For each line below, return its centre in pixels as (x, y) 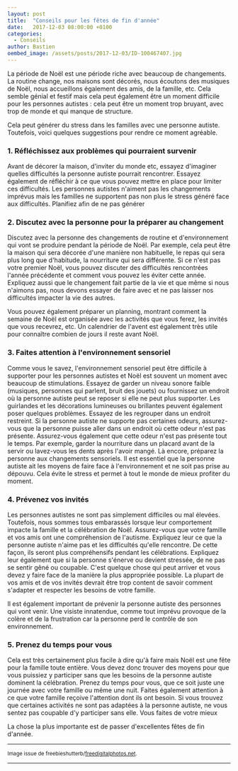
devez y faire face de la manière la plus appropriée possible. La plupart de (116, 575)
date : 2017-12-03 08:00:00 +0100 (60, 27)
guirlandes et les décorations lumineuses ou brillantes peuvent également (115, 405)
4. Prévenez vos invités (48, 499)
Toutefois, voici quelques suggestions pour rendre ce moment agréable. (113, 133)
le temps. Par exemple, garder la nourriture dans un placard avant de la (111, 443)
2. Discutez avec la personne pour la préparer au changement (116, 223)
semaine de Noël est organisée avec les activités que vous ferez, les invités (118, 319)
